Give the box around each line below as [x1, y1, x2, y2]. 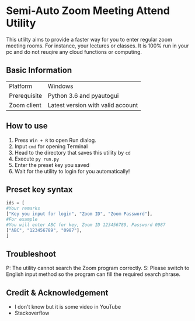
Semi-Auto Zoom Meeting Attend [6, 4, 170, 18]
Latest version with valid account [47, 101, 138, 109]
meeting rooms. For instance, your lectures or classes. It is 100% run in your [6, 42, 189, 49]
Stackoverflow [14, 309, 50, 317]
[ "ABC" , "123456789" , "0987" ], [6, 227, 82, 233]
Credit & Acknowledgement [6, 288, 109, 298]
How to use [6, 121, 48, 131]
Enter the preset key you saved [14, 161, 89, 168]
